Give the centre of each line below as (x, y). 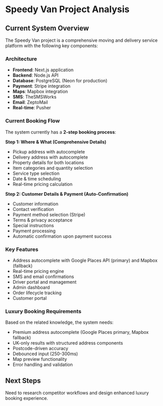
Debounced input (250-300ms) (45, 354)
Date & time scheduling (37, 178)
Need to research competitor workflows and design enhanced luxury (77, 393)
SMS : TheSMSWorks (34, 97)
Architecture (21, 58)
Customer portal (30, 298)
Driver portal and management (45, 282)
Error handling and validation (43, 365)
